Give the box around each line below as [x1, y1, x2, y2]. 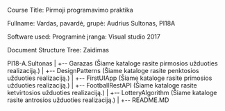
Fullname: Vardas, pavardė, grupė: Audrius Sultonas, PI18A [7, 19, 176, 27]
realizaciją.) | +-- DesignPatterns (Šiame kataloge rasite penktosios [7, 67, 199, 74]
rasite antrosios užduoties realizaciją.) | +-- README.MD [7, 96, 169, 104]
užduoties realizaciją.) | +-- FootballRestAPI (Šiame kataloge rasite [7, 81, 197, 89]
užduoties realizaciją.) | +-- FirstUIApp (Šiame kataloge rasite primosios [7, 74, 212, 82]
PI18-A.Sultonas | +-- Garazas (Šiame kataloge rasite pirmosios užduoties [7, 59, 218, 68]
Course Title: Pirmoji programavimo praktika [7, 6, 133, 14]
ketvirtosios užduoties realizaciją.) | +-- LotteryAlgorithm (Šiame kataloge [7, 89, 217, 97]
